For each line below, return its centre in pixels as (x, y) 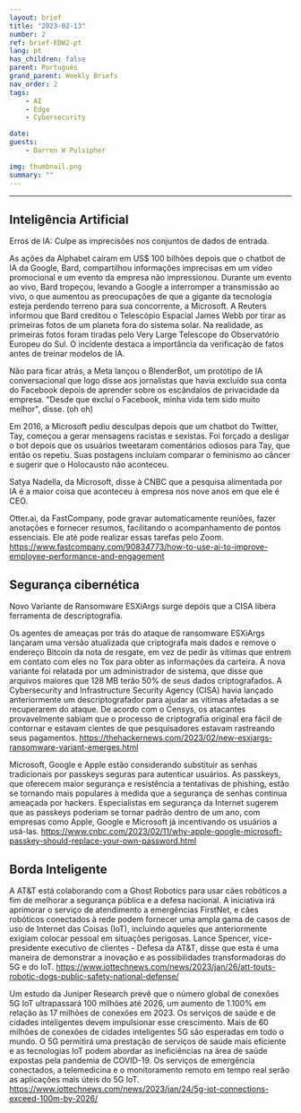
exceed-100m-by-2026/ (54, 1098)
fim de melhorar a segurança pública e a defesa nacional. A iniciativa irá (142, 900)
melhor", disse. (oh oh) (52, 410)
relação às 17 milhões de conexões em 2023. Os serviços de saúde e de (142, 1013)
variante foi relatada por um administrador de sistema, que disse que (136, 671)
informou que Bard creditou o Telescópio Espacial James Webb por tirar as (148, 315)
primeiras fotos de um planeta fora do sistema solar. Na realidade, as (136, 325)
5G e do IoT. (32, 966)
